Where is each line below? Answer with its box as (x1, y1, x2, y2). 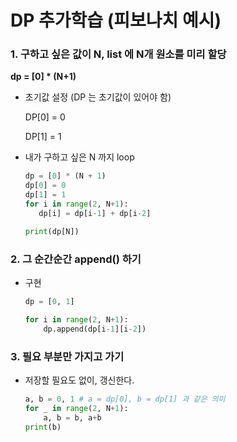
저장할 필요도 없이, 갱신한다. (24, 374, 135, 386)
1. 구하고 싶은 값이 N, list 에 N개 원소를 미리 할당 (10, 47, 227, 61)
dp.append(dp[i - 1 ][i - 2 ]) (43, 324, 147, 334)
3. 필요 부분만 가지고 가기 (10, 349, 125, 363)
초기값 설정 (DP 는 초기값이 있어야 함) (24, 91, 172, 103)
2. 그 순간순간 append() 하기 (10, 252, 142, 266)
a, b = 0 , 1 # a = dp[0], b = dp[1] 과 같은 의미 (24, 394, 226, 404)
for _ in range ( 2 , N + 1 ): (24, 403, 129, 413)
